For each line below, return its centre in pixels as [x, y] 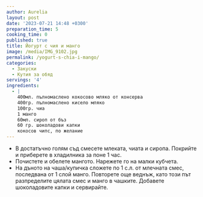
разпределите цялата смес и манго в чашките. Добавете [90, 181]
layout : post [23, 18]
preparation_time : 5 [33, 29]
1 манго [27, 114]
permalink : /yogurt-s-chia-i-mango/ [53, 57]
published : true [27, 40]
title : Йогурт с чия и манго [43, 46]
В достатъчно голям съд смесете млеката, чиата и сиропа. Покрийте [106, 148]
